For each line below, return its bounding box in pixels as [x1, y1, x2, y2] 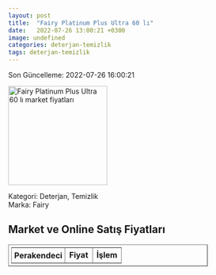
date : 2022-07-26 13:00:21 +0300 [8, 26, 126, 34]
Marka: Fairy [8, 200, 50, 209]
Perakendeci [14, 250, 63, 261]
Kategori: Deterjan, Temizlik [8, 192, 99, 201]
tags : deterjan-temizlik [8, 48, 90, 56]
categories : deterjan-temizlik [8, 41, 112, 49]
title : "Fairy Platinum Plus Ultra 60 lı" [8, 19, 154, 27]
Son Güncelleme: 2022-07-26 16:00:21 [8, 71, 135, 79]
